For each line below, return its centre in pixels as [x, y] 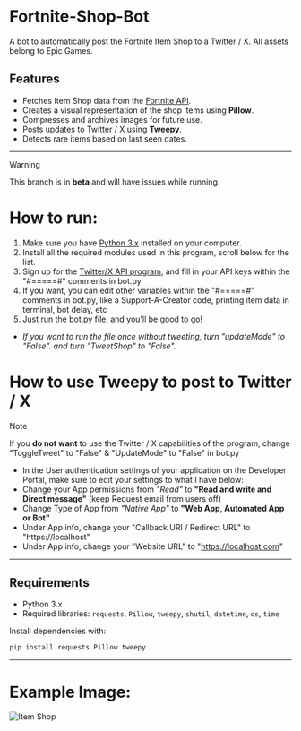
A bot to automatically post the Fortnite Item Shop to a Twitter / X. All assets [149, 41]
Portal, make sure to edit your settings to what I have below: [133, 479]
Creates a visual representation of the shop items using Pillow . [138, 110]
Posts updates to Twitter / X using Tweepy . [102, 129]
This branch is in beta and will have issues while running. [115, 182]
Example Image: [70, 692]
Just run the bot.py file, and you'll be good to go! [112, 319]
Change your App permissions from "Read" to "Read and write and [147, 489]
